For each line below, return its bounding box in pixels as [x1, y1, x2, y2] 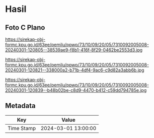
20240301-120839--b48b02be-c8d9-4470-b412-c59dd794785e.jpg [5, 87, 147, 93]
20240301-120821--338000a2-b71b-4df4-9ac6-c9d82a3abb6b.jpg [5, 67, 145, 73]
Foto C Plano [5, 23, 45, 32]
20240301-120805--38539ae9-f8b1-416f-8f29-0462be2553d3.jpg [5, 47, 143, 53]
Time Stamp [7, 125, 36, 132]
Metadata [5, 102, 36, 110]
